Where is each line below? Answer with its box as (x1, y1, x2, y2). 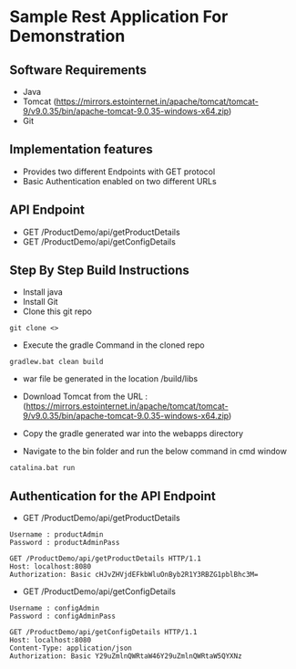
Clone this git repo (22, 306, 93, 317)
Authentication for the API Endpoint (9, 488, 216, 504)
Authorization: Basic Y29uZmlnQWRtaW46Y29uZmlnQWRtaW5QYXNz (9, 652, 243, 661)
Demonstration (9, 26, 126, 47)
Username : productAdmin (9, 530, 104, 539)
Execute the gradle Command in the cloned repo (22, 340, 205, 350)
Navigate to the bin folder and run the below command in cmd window (22, 445, 287, 457)
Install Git (22, 297, 58, 308)
